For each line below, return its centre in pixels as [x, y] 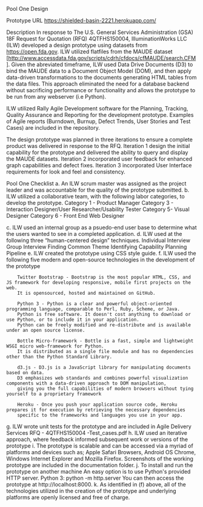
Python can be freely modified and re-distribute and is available [104, 325]
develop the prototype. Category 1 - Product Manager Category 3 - [90, 203]
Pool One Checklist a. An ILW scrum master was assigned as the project [96, 183]
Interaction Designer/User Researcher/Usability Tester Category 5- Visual [98, 209]
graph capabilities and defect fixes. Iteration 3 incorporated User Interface [99, 165]
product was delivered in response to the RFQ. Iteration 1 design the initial [98, 146]
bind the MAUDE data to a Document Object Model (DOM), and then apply [99, 71]
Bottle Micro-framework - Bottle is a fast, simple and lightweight [105, 341]
